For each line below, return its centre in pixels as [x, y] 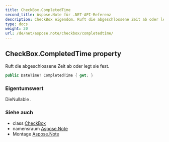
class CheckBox [29, 123]
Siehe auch [19, 112]
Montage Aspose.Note [36, 134]
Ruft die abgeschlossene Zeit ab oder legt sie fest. [57, 66]
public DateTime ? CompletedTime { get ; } [49, 75]
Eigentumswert [24, 88]
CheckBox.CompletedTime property [63, 54]
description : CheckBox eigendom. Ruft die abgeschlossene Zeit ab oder [82, 19]
